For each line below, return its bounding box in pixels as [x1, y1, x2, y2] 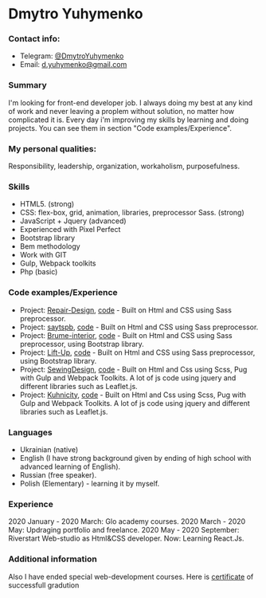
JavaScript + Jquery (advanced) [19, 216, 127, 226]
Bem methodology [19, 242, 81, 251]
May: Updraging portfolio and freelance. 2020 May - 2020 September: [8, 525, 240, 535]
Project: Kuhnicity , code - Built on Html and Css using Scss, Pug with [19, 390, 247, 399]
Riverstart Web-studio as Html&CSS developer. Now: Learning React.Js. [8, 533, 244, 543]
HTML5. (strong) [19, 199, 75, 209]
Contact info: [8, 33, 61, 45]
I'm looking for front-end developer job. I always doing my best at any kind [8, 97, 253, 108]
